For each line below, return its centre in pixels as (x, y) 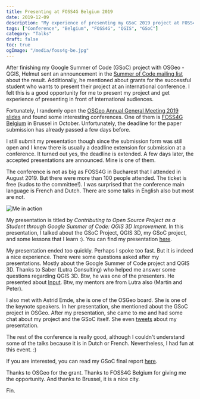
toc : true (18, 45)
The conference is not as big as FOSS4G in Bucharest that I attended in (94, 172)
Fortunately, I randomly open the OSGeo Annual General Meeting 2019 (93, 110)
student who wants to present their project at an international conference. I (98, 86)
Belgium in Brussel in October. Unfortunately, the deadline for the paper (94, 123)
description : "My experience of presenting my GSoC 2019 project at (93, 23)
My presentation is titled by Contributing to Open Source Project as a (91, 220)
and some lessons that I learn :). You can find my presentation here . (89, 239)
